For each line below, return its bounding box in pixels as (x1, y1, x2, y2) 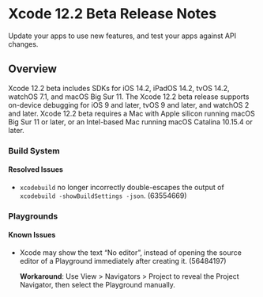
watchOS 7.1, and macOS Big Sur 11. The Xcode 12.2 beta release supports (8, 92, 250, 101)
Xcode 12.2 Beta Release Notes (8, 5, 217, 23)
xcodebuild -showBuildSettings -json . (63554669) (19, 191, 187, 200)
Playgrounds (8, 211, 58, 222)
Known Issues (8, 230, 56, 240)
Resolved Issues (8, 165, 63, 174)
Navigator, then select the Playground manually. (19, 280, 176, 289)
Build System (8, 145, 61, 156)
